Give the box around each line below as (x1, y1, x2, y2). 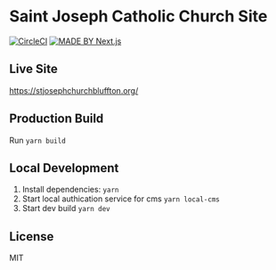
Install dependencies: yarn (21, 184, 119, 195)
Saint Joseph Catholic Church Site (9, 6, 268, 27)
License (9, 229, 54, 244)
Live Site (9, 61, 58, 77)
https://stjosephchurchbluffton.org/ (9, 85, 139, 95)
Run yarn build (9, 135, 67, 145)
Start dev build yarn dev (21, 203, 110, 214)
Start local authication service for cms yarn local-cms (21, 193, 220, 204)
